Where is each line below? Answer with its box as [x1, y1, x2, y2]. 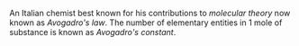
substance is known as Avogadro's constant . [9, 27, 177, 37]
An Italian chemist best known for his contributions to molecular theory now [9, 8, 291, 18]
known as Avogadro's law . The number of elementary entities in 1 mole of [9, 17, 283, 28]
